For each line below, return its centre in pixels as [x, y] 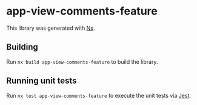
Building [22, 47]
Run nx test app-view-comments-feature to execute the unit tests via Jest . [99, 95]
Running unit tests [42, 81]
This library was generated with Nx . [51, 28]
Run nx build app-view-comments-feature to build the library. [82, 61]
